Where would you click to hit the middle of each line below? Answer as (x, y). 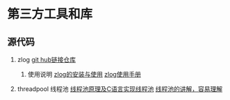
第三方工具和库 (50, 14)
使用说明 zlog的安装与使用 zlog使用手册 (84, 74)
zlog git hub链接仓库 (47, 60)
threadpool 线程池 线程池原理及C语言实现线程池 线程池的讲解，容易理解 (120, 89)
